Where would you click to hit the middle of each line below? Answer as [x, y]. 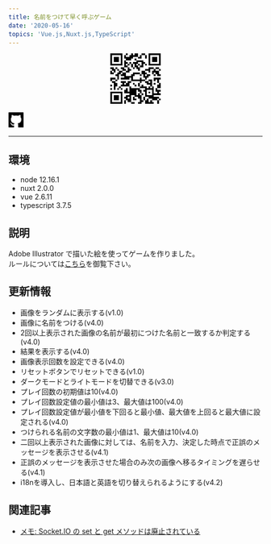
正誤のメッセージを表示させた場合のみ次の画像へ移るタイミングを [129, 462]
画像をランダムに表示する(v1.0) [72, 312]
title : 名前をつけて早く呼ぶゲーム [60, 17]
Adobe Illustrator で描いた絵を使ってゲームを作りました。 [104, 253]
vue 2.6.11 [36, 197]
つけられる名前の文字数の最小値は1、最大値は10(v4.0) [109, 432]
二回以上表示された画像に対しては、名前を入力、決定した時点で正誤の [137, 442]
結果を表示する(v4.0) [55, 351]
